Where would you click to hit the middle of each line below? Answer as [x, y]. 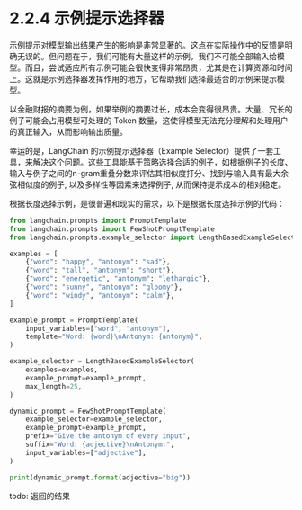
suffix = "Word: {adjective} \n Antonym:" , [100, 445]
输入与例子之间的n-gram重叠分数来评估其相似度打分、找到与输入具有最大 [145, 173]
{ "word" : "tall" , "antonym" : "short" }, [100, 271]
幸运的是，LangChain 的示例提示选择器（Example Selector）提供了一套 [142, 150]
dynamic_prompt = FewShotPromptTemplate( [88, 411]
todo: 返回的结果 [40, 496]
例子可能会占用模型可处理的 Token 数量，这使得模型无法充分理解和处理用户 [149, 120]
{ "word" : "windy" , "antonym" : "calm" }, [100, 295]
